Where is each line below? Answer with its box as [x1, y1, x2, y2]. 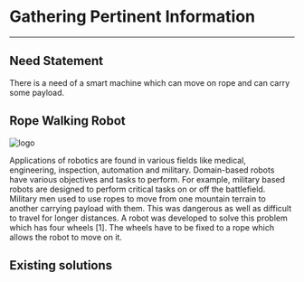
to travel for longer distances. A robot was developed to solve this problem [9, 212, 288, 223]
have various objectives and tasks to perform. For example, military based [9, 174, 286, 184]
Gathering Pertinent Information [9, 6, 256, 27]
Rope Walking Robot [9, 113, 127, 128]
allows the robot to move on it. [9, 231, 122, 242]
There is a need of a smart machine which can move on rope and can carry [9, 77, 290, 88]
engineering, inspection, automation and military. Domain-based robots [9, 164, 275, 175]
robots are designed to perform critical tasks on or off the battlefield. [9, 183, 266, 194]
